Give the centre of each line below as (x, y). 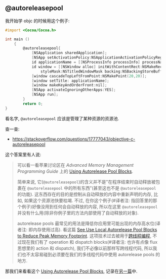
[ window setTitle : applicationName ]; (70, 81)
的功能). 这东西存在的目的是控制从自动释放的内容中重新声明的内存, (85, 194)
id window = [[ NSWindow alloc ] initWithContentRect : (87, 67)
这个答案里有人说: (23, 154)
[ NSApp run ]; (45, 95)
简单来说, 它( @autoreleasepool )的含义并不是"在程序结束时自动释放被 (86, 182)
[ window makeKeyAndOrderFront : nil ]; (69, 85)
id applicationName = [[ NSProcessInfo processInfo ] (86, 62)
